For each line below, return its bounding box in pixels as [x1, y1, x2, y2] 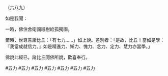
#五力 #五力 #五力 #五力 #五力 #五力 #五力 [5, 65, 95, 71]
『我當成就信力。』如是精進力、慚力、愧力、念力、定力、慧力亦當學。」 [5, 43, 153, 49]
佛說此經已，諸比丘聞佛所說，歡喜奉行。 [5, 54, 90, 60]
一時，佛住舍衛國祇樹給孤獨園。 [5, 26, 72, 32]
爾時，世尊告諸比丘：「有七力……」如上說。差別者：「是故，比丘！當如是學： [5, 37, 165, 43]
